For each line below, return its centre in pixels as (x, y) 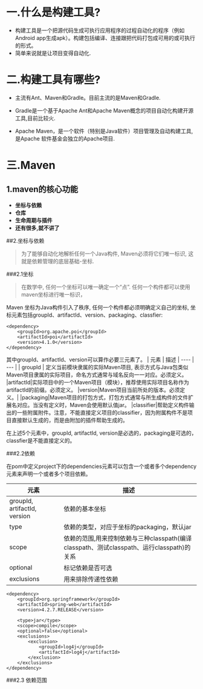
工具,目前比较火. (35, 118)
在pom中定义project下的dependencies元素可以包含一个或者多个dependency (101, 466)
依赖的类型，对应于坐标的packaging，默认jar (127, 527)
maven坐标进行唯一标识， (53, 294)
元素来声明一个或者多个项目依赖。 (49, 473)
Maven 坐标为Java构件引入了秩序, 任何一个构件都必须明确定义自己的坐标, (98, 307)
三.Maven (31, 166)
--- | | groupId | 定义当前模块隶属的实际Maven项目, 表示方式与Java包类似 (97, 367)
